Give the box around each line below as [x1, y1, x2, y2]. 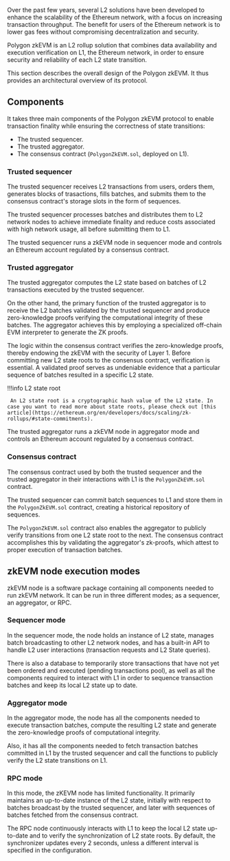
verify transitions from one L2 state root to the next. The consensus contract [7, 531, 224, 539]
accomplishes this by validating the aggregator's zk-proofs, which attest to [7, 538, 219, 546]
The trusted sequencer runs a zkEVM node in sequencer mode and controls [7, 239, 222, 247]
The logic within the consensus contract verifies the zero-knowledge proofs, [7, 342, 224, 350]
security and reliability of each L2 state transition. [7, 56, 148, 64]
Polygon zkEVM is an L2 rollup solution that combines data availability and [7, 41, 218, 49]
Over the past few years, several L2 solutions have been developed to [7, 6, 205, 14]
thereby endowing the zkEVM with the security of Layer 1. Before [7, 349, 191, 357]
